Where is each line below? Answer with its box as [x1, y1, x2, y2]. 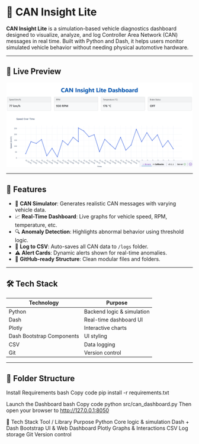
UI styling [84, 333, 108, 340]
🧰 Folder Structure [6, 373, 75, 384]
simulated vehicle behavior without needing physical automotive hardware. [6, 44, 189, 51]
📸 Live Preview [6, 66, 62, 76]
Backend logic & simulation [84, 308, 150, 315]
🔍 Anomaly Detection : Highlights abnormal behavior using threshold [14, 228, 184, 235]
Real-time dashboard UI [84, 316, 143, 323]
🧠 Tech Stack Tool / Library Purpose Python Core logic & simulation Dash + [6, 419, 190, 426]
